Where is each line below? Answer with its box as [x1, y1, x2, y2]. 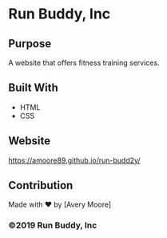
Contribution [8, 179, 74, 192]
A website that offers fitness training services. [8, 58, 160, 67]
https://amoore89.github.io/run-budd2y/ [8, 155, 141, 165]
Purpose [8, 37, 52, 50]
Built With [8, 81, 58, 95]
